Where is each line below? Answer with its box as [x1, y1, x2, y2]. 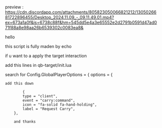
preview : [5, 4, 24, 10]
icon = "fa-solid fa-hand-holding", [22, 102, 97, 107]
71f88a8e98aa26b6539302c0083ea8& [5, 25, 84, 31]
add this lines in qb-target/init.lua [5, 63, 72, 68]
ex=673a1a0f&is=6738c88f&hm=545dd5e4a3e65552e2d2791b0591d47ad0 [5, 19, 157, 25]
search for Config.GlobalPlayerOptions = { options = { [5, 72, 113, 77]
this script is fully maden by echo [5, 44, 72, 49]
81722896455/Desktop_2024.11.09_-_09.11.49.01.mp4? [5, 15, 114, 20]
